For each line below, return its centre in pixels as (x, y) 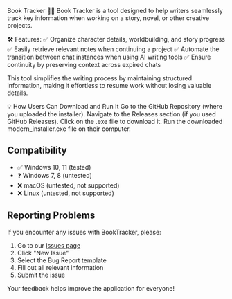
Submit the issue (41, 275)
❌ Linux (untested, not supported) (65, 193)
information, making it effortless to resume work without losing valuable (109, 85)
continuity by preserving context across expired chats (84, 65)
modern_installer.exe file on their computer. (69, 129)
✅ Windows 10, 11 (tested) (54, 167)
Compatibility (37, 151)
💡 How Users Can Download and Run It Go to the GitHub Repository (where (115, 106)
